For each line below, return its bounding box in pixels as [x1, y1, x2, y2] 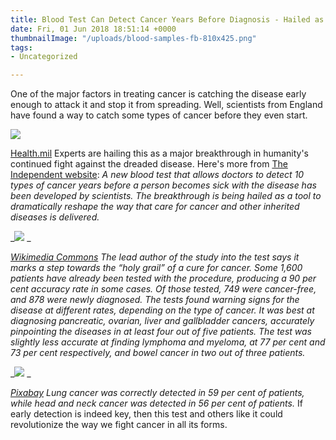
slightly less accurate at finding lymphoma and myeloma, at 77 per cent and [10, 336, 326, 348]
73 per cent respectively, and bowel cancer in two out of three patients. [10, 347, 306, 359]
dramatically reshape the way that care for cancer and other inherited [10, 201, 300, 213]
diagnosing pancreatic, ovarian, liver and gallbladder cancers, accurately [10, 315, 315, 327]
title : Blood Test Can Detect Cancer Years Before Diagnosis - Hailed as [10, 14, 325, 25]
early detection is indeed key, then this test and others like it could [10, 408, 283, 420]
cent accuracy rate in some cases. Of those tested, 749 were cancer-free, [10, 283, 317, 295]
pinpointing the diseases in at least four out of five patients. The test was [10, 326, 312, 338]
